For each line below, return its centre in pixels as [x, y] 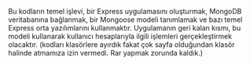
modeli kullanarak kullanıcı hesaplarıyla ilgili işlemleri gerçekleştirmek [120, 36]
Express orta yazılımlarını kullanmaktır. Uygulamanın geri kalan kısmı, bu [125, 28]
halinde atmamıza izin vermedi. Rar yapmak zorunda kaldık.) [105, 53]
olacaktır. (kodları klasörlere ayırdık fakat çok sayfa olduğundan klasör [121, 45]
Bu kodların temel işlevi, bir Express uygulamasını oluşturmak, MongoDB [125, 11]
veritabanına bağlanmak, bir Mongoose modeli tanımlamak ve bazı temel [125, 20]
